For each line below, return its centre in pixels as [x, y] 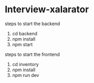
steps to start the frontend [32, 54]
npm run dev [26, 75]
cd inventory [25, 64]
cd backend [25, 33]
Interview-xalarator [47, 9]
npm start [22, 44]
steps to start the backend [32, 24]
